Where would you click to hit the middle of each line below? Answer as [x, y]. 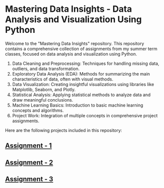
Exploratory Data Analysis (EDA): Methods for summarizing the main [81, 74]
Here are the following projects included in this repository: [64, 130]
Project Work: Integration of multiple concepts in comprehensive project [85, 115]
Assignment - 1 [29, 146]
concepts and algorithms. [38, 110]
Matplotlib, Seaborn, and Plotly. [44, 89]
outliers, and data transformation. [46, 68]
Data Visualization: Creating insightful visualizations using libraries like [83, 84]
